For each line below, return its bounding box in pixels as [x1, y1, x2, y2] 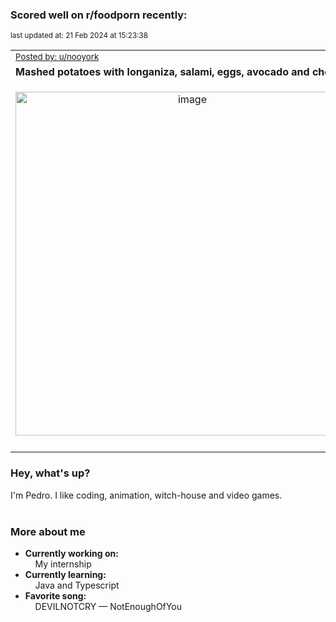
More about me [10, 524, 86, 538]
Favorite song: [24, 589, 87, 602]
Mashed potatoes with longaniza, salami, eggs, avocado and [15, 65, 310, 79]
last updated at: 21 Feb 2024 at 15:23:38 [10, 31, 148, 41]
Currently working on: [24, 547, 119, 559]
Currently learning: [24, 568, 107, 580]
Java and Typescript [34, 579, 120, 591]
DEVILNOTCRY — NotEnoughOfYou [34, 600, 183, 612]
